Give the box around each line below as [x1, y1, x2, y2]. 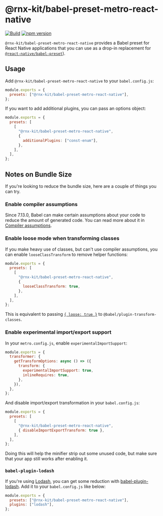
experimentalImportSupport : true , [23, 368, 94, 373]
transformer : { [9, 354, 41, 359]
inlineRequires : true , [23, 372, 69, 378]
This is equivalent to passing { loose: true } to [5, 311, 102, 317]
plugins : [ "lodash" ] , [9, 502, 54, 507]
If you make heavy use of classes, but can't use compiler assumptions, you [5, 246, 158, 252]
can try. [5, 188, 21, 194]
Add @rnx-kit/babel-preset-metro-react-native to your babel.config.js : [5, 78, 154, 84]
